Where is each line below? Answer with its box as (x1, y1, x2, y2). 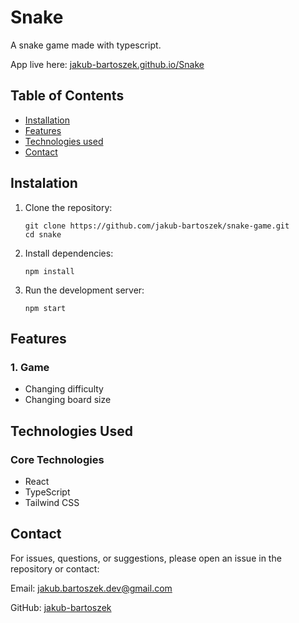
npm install (24, 266, 75, 276)
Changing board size (24, 394, 112, 406)
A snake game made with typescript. (10, 39, 162, 51)
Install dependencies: (24, 247, 114, 259)
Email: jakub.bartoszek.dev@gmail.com (10, 582, 173, 594)
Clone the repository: (24, 201, 113, 213)
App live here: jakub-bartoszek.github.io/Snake (10, 58, 205, 70)
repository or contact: (10, 562, 100, 575)
